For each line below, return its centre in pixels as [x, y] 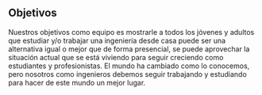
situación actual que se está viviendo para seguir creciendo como [116, 57]
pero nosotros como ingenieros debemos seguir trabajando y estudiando [128, 74]
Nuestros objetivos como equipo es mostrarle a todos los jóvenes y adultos [131, 32]
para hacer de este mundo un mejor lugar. [77, 82]
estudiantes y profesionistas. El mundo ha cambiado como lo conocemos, [129, 66]
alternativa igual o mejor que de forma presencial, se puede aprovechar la [129, 49]
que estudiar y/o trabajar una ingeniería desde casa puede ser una [117, 40]
